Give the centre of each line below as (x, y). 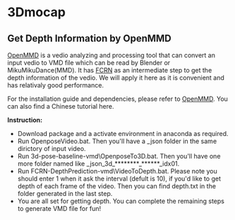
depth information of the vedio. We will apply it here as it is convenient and (116, 78)
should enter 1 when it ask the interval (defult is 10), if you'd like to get (119, 178)
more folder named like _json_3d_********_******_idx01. (98, 164)
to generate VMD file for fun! (59, 208)
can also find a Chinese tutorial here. (61, 106)
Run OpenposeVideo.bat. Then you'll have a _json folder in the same (117, 141)
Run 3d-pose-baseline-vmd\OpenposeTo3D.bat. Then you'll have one (119, 156)
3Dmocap (36, 12)
